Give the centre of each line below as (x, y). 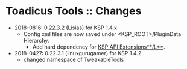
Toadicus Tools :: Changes (74, 11)
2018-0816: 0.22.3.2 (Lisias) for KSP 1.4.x (65, 28)
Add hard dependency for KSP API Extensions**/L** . (99, 47)
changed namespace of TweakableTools (74, 59)
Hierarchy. (36, 40)
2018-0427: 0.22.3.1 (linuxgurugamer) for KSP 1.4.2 (78, 53)
